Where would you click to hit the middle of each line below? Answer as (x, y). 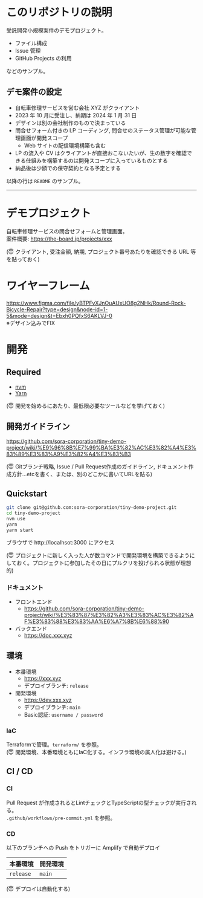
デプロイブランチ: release (56, 685)
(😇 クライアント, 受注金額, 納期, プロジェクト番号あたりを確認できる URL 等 (101, 251)
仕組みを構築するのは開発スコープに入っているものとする (97, 160)
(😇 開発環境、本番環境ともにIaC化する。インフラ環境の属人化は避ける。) (97, 752)
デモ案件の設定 (34, 92)
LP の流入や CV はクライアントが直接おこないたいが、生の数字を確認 (101, 153)
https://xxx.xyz (43, 678)
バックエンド (31, 628)
